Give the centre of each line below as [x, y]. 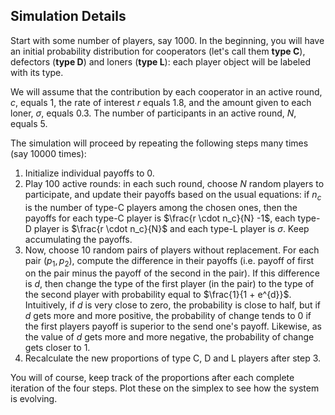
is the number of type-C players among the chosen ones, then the [161, 207]
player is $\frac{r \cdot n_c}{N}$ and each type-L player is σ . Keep [171, 228]
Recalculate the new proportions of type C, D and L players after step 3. [173, 358]
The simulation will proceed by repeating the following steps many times [159, 143]
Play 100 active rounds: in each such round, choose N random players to [174, 183]
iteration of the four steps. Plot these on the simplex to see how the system [165, 388]
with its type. [37, 72]
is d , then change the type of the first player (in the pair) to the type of [169, 284]
